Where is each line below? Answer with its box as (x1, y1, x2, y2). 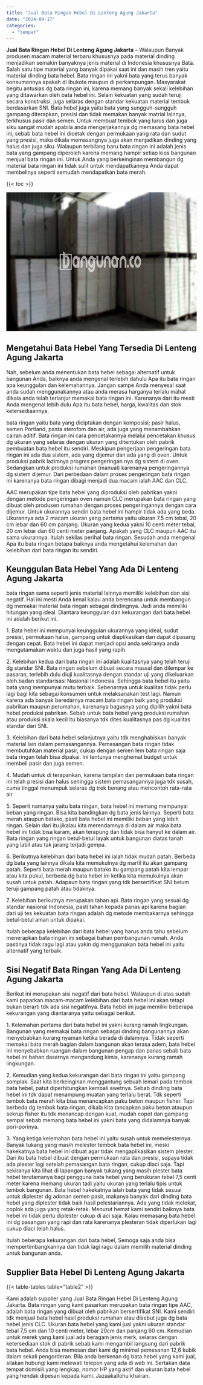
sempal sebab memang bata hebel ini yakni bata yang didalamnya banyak (6, 1117, 190, 1124)
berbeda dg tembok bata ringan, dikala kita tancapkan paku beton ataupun (6, 1104, 193, 1111)
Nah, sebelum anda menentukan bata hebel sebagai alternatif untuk (6, 368, 175, 375)
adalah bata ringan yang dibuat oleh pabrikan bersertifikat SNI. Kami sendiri (6, 1308, 195, 1315)
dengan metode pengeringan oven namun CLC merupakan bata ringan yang (6, 495, 196, 502)
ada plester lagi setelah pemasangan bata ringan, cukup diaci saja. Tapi (6, 1160, 184, 1168)
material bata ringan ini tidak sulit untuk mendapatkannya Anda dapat (6, 162, 179, 170)
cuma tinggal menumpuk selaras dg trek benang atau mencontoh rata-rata (6, 784, 192, 792)
